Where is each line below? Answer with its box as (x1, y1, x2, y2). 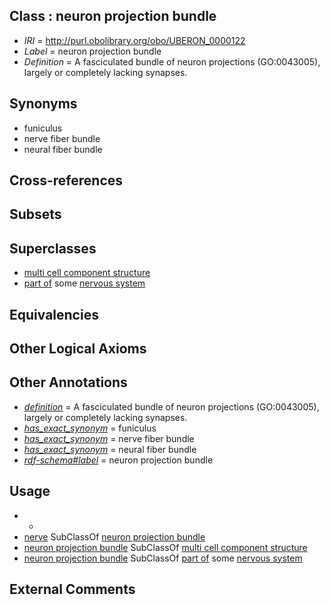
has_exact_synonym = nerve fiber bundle (23, 432, 195, 444)
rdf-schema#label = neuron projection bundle (23, 454, 214, 466)
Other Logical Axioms (9, 340, 147, 357)
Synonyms (9, 95, 78, 113)
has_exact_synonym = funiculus (23, 422, 157, 434)
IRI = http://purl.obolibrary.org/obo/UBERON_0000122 (23, 34, 246, 46)
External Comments (9, 581, 136, 598)
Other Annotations (9, 374, 128, 391)
